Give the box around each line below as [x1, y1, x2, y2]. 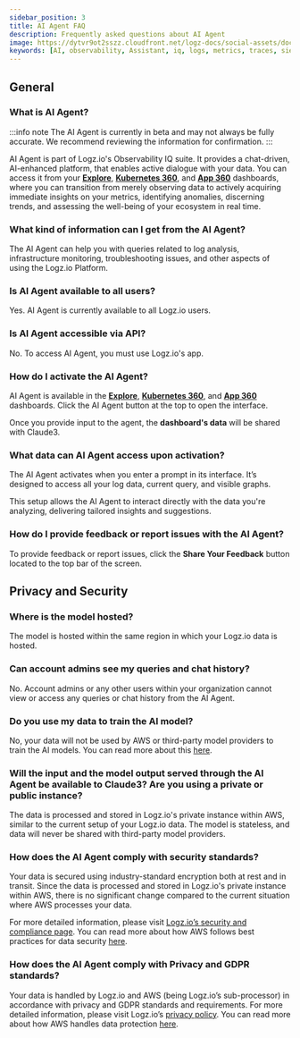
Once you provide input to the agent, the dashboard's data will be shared [9, 418, 281, 427]
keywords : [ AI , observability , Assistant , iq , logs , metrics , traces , [9, 46, 278, 55]
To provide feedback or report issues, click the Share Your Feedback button [9, 548, 290, 559]
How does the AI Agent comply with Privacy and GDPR [9, 958, 250, 971]
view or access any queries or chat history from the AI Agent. [9, 692, 235, 703]
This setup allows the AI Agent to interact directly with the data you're [9, 496, 266, 507]
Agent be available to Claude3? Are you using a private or [9, 778, 263, 790]
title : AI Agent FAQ [9, 21, 87, 30]
